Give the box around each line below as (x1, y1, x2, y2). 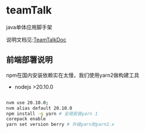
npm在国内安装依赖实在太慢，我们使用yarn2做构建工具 (6, 71, 140, 79)
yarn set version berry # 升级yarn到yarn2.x (6, 121, 115, 128)
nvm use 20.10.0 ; (6, 100, 49, 105)
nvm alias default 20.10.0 (6, 105, 72, 111)
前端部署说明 (6, 55, 53, 65)
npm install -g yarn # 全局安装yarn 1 (6, 111, 98, 117)
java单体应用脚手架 (6, 23, 52, 30)
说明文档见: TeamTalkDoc (6, 36, 67, 43)
